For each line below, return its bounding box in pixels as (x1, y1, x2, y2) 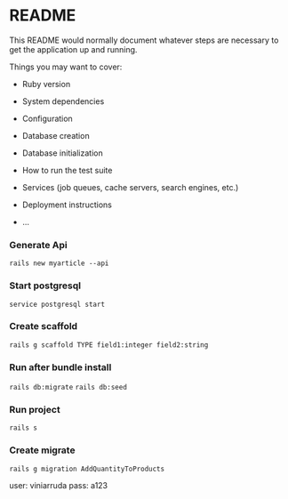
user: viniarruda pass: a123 (9, 479, 108, 490)
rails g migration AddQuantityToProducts (9, 464, 165, 473)
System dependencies (21, 95, 105, 107)
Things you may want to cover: (9, 61, 123, 72)
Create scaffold (9, 320, 78, 333)
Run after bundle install (9, 361, 112, 374)
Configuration (21, 113, 73, 124)
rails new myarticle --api (9, 259, 109, 268)
